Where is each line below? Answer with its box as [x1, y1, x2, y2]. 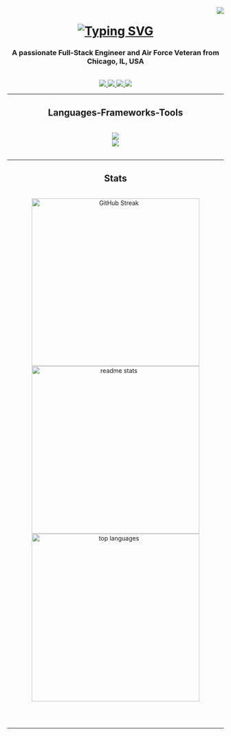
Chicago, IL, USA [87, 56, 144, 66]
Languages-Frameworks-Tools [47, 107, 184, 118]
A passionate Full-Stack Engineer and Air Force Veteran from [11, 48, 220, 58]
